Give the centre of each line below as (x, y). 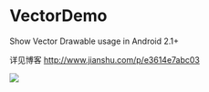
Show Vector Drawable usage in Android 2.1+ (94, 41)
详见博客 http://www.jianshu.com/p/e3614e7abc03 (105, 59)
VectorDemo (58, 16)
